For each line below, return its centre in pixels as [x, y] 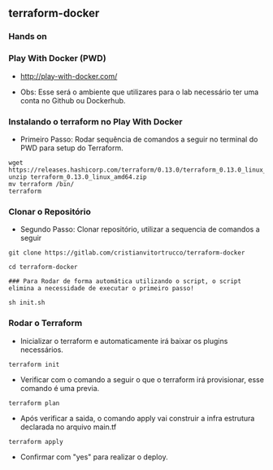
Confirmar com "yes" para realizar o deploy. [94, 457]
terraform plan [34, 403]
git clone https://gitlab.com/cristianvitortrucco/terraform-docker [127, 253]
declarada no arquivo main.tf [68, 427]
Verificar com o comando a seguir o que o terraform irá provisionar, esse [142, 379]
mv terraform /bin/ [41, 184]
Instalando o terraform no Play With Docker [95, 121]
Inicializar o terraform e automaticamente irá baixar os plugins [124, 341]
